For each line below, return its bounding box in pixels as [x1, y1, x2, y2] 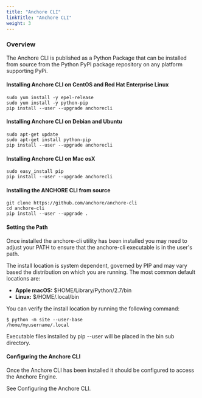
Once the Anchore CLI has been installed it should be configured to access [6, 366, 195, 374]
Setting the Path [6, 223, 48, 231]
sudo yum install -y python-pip [6, 100, 88, 106]
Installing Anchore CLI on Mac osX [6, 155, 96, 162]
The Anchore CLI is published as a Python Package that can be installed [6, 54, 187, 61]
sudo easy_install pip [6, 169, 64, 175]
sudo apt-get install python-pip [6, 137, 91, 143]
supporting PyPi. [6, 67, 48, 74]
